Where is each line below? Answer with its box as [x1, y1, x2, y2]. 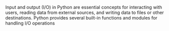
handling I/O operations [5, 20, 55, 26]
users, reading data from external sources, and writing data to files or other [5, 9, 164, 15]
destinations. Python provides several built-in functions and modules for [5, 15, 158, 20]
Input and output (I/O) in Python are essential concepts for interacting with [5, 4, 162, 10]
